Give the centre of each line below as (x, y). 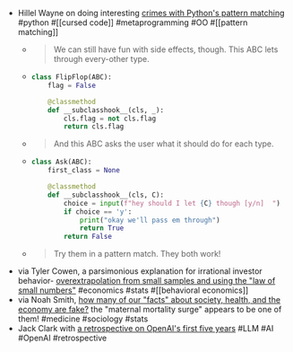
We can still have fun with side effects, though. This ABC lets (166, 49)
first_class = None (84, 171)
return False (87, 237)
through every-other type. (101, 59)
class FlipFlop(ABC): (71, 77)
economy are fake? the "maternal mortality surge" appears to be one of (150, 310)
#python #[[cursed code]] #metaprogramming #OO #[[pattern (133, 22)
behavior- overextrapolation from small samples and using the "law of (146, 281)
